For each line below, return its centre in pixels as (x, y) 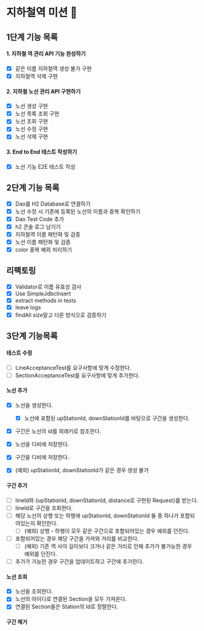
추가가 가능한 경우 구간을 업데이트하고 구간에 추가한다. (79, 561)
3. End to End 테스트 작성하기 (42, 152)
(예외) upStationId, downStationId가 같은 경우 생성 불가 (82, 470)
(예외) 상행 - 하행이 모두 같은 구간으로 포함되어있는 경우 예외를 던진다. (107, 531)
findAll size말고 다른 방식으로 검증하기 (61, 315)
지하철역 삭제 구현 (36, 76)
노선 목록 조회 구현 (37, 114)
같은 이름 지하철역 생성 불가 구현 (53, 68)
